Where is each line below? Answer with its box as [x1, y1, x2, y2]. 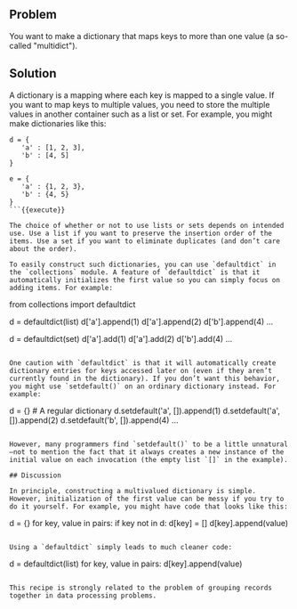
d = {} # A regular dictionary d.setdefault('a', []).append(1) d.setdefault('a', [9, 405, 281, 416]
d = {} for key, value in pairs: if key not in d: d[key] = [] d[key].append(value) [9, 517, 289, 528]
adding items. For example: [9, 283, 114, 292]
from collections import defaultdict [9, 298, 136, 310]
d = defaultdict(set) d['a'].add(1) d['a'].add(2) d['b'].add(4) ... [9, 333, 233, 344]
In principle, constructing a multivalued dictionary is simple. [9, 486, 256, 495]
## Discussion [9, 471, 62, 480]
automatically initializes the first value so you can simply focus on [9, 275, 280, 284]
